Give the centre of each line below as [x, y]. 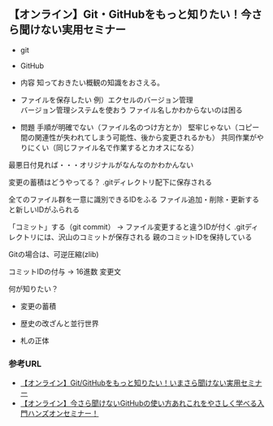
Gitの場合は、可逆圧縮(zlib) [54, 254]
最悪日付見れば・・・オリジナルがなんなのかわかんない [101, 164]
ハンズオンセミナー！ [63, 414]
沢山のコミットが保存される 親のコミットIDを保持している [155, 237]
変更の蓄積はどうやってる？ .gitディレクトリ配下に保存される [110, 182]
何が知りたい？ [33, 289]
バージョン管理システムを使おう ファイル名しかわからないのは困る [132, 110]
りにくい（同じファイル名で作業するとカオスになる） [109, 147]
